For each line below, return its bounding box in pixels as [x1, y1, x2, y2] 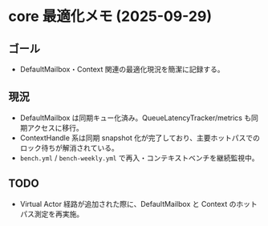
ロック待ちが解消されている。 [19, 143, 119, 152]
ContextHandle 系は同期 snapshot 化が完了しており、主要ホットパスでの [19, 133, 261, 143]
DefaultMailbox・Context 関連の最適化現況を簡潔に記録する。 [19, 65, 225, 74]
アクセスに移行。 [26, 123, 84, 132]
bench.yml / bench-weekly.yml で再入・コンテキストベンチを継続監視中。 [19, 153, 259, 163]
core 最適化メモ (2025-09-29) [8, 7, 213, 26]
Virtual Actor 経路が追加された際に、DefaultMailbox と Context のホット [19, 199, 258, 208]
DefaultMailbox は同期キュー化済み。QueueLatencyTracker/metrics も [19, 113, 252, 123]
